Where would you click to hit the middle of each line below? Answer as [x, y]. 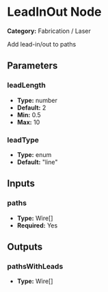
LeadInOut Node [54, 12]
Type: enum [34, 154]
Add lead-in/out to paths [42, 44]
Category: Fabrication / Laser [49, 31]
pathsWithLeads [35, 266]
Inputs [21, 183]
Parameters [32, 66]
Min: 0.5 [29, 114]
